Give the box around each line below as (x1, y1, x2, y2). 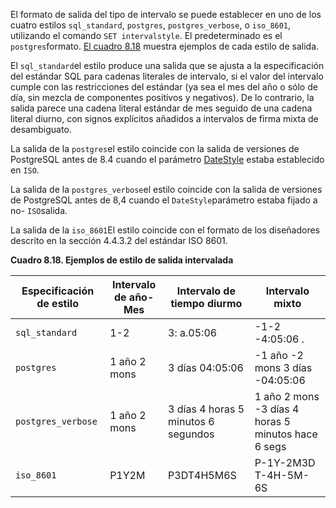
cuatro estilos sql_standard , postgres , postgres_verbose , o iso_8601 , (10, 19, 292, 31)
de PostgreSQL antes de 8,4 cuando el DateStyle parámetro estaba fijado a (10, 194, 318, 206)
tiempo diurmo (170, 297, 243, 310)
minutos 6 (168, 415, 215, 428)
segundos (168, 427, 215, 441)
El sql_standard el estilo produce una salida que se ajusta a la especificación (10, 60, 325, 71)
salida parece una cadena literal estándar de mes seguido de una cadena (10, 102, 313, 114)
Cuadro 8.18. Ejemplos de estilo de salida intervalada (10, 254, 234, 266)
